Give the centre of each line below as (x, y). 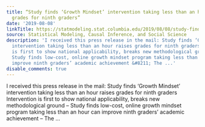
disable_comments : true (37, 69)
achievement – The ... (33, 118)
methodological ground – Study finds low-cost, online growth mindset (94, 106)
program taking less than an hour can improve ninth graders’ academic (95, 112)
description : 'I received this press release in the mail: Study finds (99, 40)
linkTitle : (20, 29)
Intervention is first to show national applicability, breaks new (83, 99)
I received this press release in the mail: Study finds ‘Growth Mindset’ (93, 86)
